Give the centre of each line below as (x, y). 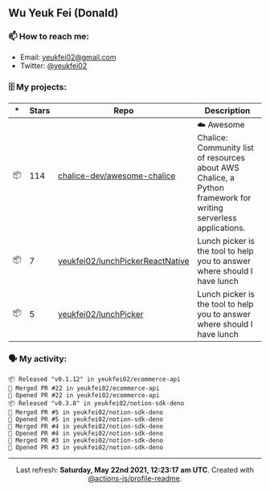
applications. (221, 228)
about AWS (218, 168)
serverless (217, 217)
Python (211, 188)
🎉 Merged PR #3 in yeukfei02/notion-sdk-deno (86, 440)
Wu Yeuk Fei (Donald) (63, 13)
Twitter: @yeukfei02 (53, 65)
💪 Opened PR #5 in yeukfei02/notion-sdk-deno (86, 420)
